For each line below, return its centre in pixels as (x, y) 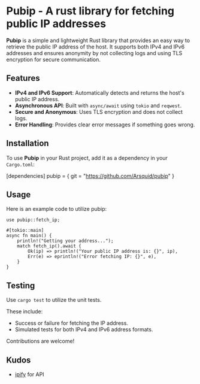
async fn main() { (29, 236)
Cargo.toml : (20, 164)
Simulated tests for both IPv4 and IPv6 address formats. (84, 329)
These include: (25, 312)
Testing (21, 285)
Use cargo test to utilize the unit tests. (54, 300)
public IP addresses (56, 24)
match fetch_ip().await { (49, 246)
